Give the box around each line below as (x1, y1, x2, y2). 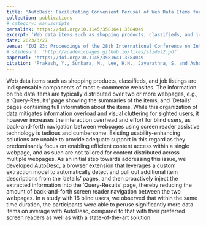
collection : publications (6, 15, 72, 21)
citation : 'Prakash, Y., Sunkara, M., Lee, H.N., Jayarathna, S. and (6, 60, 188, 66)
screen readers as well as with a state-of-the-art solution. (6, 214, 152, 221)
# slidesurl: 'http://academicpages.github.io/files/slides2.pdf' (6, 49, 180, 55)
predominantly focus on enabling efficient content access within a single (6, 142, 190, 149)
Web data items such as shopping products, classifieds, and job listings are (6, 77, 197, 85)
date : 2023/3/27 (6, 37, 48, 43)
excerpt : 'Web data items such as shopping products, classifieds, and (6, 32, 193, 38)
